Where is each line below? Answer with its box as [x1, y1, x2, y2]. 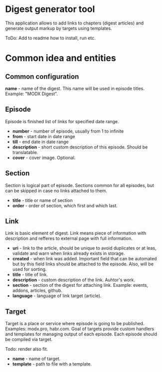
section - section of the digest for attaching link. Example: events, [12, 282, 149, 288]
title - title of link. [12, 272, 48, 278]
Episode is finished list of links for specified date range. [5, 118, 119, 124]
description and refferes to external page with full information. [5, 235, 133, 241]
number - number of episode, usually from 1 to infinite [12, 128, 124, 134]
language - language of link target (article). [12, 293, 102, 299]
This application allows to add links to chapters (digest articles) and [5, 20, 144, 26]
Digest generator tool [5, 3, 95, 15]
